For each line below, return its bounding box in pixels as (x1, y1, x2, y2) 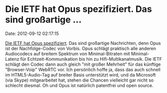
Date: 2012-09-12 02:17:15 (5, 30, 59, 36)
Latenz (5, 56, 19, 62)
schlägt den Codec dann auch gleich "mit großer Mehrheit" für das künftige (5, 61, 161, 67)
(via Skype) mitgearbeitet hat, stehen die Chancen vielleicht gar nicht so (5, 77, 154, 83)
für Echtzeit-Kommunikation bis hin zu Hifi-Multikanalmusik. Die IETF (20, 56, 162, 62)
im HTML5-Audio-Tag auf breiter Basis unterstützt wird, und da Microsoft (5, 72, 156, 78)
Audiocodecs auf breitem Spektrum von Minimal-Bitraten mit (5, 51, 130, 57)
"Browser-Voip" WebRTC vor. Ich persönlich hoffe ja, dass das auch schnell (5, 66, 161, 73)
